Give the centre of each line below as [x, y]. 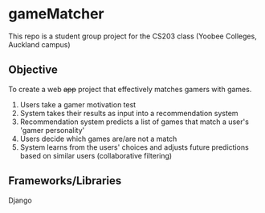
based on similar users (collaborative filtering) [96, 155]
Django [20, 200]
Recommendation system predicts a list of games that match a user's [134, 122]
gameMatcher [56, 14]
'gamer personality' [52, 130]
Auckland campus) [39, 44]
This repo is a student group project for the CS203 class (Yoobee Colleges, [132, 36]
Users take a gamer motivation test [78, 104]
